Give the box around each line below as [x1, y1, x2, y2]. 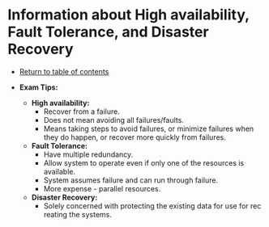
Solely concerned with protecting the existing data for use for [43, 200, 249, 211]
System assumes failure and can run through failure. [43, 175, 219, 185]
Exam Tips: [19, 82, 58, 92]
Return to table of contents [19, 66, 109, 76]
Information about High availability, [7, 6, 250, 24]
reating [43, 209, 68, 219]
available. [43, 166, 76, 176]
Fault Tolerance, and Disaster [7, 23, 209, 41]
